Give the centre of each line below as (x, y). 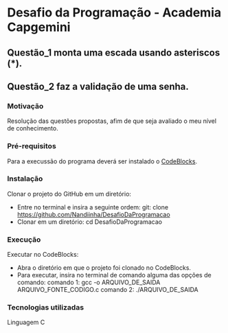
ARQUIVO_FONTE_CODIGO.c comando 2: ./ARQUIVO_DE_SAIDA (107, 290)
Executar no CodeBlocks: (43, 255)
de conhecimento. (33, 128)
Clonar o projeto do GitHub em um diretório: (69, 194)
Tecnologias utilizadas (46, 308)
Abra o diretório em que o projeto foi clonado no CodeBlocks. (104, 268)
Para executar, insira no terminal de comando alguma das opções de (114, 275)
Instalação (25, 179)
